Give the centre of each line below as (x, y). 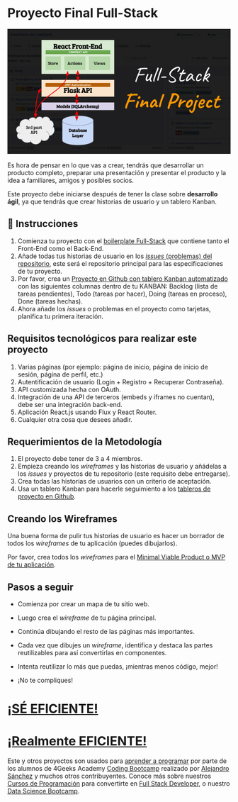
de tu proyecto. (40, 271)
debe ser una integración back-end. (70, 404)
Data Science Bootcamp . (44, 791)
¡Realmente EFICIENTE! (77, 741)
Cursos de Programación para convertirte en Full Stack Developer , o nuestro (119, 784)
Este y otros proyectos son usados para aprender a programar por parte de (117, 761)
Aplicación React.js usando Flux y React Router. (87, 412)
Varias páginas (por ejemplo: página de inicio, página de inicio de (113, 367)
